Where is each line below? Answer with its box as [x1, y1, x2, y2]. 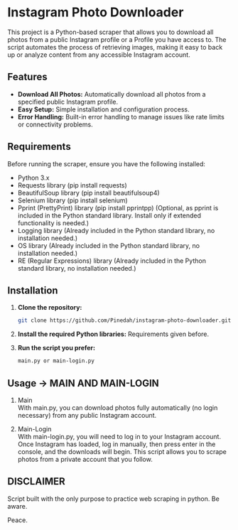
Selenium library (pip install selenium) [17, 196, 128, 205]
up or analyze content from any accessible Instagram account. [7, 50, 190, 59]
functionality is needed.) [17, 218, 90, 227]
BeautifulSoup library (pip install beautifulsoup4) [17, 188, 160, 197]
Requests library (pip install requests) [17, 180, 128, 189]
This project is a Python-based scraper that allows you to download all [7, 28, 214, 36]
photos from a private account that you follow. [17, 455, 153, 463]
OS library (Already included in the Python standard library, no [17, 241, 200, 249]
